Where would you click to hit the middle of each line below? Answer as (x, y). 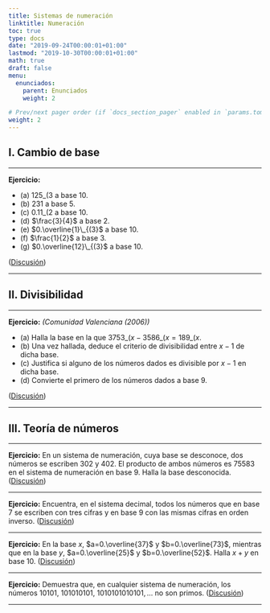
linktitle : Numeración (46, 23)
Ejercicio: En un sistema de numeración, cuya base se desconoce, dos (126, 455)
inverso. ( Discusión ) (41, 521)
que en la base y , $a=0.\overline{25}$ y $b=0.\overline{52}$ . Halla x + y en (133, 553)
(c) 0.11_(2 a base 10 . (54, 212)
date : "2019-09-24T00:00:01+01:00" (68, 46)
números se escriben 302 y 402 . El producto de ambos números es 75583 (132, 464)
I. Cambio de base (54, 152)
